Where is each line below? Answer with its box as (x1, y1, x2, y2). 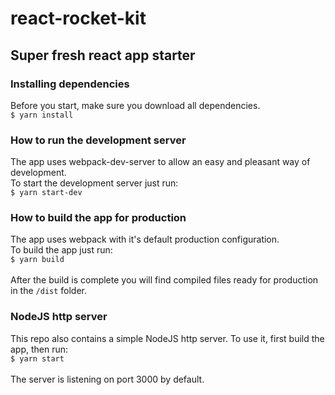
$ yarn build (10, 255, 65, 265)
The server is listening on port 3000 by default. (10, 373, 205, 385)
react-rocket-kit (10, 7, 147, 30)
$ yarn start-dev (10, 188, 83, 198)
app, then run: (10, 343, 69, 355)
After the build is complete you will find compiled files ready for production (10, 274, 319, 286)
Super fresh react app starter (10, 47, 196, 64)
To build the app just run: (10, 244, 113, 256)
